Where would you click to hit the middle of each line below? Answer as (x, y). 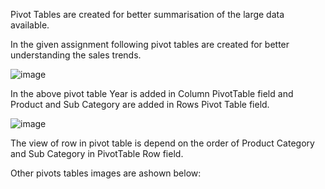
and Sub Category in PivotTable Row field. (97, 153)
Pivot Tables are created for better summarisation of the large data (147, 14)
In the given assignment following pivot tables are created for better (150, 44)
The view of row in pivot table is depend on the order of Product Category (162, 143)
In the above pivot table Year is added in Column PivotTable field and (152, 93)
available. (30, 25)
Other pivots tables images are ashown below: (106, 173)
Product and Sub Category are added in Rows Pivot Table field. (140, 104)
